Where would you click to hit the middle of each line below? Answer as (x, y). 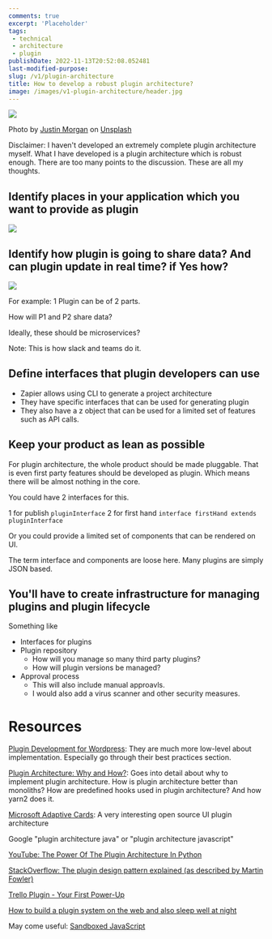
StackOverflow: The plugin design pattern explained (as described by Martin (136, 870)
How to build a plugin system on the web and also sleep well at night (123, 911)
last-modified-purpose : (49, 69)
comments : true (34, 16)
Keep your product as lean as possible (106, 445)
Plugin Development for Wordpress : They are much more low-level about (130, 749)
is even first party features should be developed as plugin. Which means (129, 473)
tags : (17, 31)
